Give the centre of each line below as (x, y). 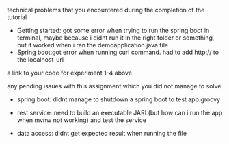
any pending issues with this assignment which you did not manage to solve (114, 86)
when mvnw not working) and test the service (82, 120)
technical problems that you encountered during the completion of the (106, 10)
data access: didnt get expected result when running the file (102, 133)
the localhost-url (40, 60)
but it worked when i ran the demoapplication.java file (93, 45)
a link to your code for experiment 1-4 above (69, 73)
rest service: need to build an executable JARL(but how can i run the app (120, 113)
